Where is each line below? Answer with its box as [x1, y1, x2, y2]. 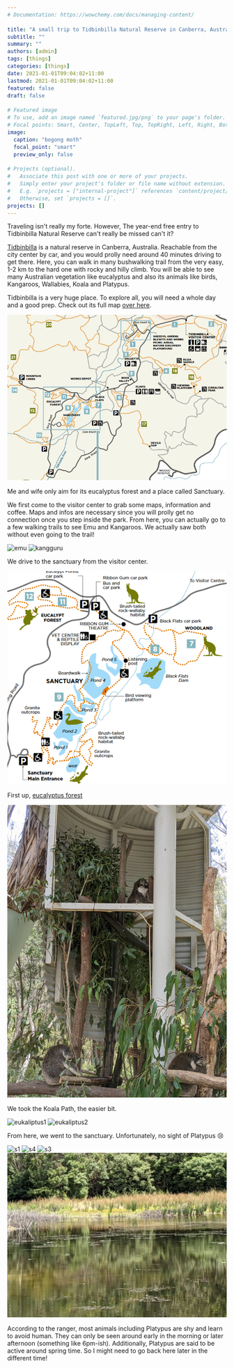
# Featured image [7, 107, 58, 114]
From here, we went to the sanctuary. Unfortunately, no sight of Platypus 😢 [7, 1132, 224, 1140]
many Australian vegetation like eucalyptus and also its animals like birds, [7, 272, 218, 281]
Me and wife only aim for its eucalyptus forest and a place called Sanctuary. [7, 488, 225, 496]
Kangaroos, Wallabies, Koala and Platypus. [7, 280, 130, 288]
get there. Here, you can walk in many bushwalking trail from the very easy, [7, 258, 224, 266]
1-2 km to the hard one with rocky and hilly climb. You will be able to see [7, 265, 214, 274]
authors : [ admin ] [7, 48, 58, 55]
